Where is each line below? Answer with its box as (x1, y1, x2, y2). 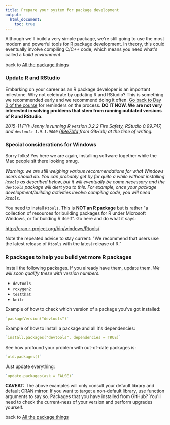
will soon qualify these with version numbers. (5, 270, 100, 276)
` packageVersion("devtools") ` (5, 316, 70, 321)
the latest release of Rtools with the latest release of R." (5, 240, 122, 247)
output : (5, 12, 22, 17)
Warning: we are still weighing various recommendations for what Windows (5, 167, 164, 174)
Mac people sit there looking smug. (5, 158, 79, 164)
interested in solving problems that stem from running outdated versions (5, 107, 162, 114)
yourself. (5, 404, 24, 410)
